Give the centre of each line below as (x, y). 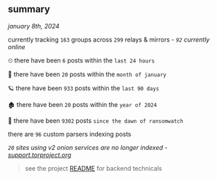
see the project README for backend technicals (93, 168)
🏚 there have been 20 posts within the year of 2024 (83, 104)
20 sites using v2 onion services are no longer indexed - (88, 147)
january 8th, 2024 (34, 26)
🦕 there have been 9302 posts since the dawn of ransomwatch (96, 120)
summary (29, 9)
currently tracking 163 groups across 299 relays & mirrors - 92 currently (109, 40)
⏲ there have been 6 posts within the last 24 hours (81, 60)
